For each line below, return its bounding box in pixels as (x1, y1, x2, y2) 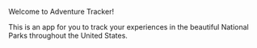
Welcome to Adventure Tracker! (8, 7, 115, 16)
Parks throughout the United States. (8, 31, 128, 40)
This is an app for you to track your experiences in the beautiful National (8, 22, 249, 31)
